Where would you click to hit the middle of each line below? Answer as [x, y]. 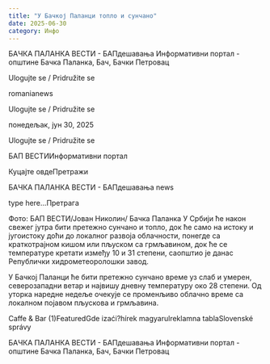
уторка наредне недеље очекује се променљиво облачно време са [126, 295]
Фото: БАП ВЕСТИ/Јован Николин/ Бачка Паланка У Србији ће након [127, 219]
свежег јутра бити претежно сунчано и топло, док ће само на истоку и [131, 228]
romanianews [31, 94]
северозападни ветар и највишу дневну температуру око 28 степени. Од [135, 286]
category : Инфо [34, 31]
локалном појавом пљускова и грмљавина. [84, 303]
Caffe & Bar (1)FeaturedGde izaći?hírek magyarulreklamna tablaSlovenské [131, 319]
